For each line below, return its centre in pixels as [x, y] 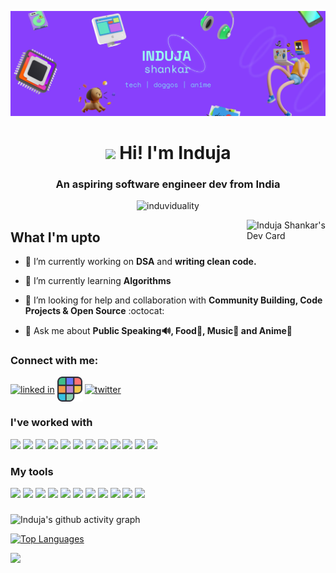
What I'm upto [55, 237]
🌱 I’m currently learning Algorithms [98, 281]
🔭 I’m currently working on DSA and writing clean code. [140, 262]
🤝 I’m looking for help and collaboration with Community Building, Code [173, 300]
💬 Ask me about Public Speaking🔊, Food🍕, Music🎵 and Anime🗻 [158, 331]
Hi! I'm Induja [175, 153]
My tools [32, 471]
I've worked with [51, 423]
